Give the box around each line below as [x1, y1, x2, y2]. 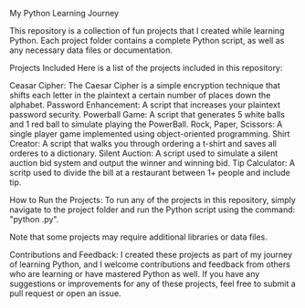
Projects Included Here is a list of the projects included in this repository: [9, 63, 283, 73]
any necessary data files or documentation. [9, 45, 174, 56]
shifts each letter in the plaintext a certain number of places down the [9, 90, 271, 100]
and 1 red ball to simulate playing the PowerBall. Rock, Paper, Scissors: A [9, 118, 283, 129]
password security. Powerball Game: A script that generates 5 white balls [9, 109, 286, 119]
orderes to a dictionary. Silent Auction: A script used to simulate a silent [9, 148, 279, 159]
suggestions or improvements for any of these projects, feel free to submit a [9, 278, 297, 289]
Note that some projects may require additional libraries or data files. [9, 231, 268, 242]
